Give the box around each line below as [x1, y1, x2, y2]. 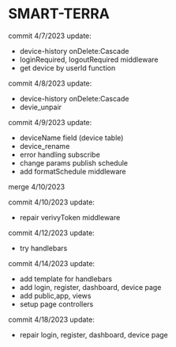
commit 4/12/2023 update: [8, 227, 95, 238]
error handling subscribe [19, 150, 100, 159]
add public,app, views [19, 291, 92, 300]
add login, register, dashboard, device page [19, 282, 162, 292]
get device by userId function [19, 63, 116, 72]
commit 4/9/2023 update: [8, 117, 92, 127]
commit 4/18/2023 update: [8, 315, 95, 324]
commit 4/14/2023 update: [8, 258, 95, 268]
